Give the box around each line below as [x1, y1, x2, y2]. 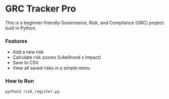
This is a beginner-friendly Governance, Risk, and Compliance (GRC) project [5, 20, 164, 26]
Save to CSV [12, 60, 39, 66]
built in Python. [5, 25, 37, 31]
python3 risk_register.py [5, 89, 60, 94]
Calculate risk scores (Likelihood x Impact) [12, 54, 101, 60]
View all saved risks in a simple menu [12, 65, 90, 71]
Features [5, 37, 28, 44]
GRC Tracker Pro [5, 3, 76, 15]
